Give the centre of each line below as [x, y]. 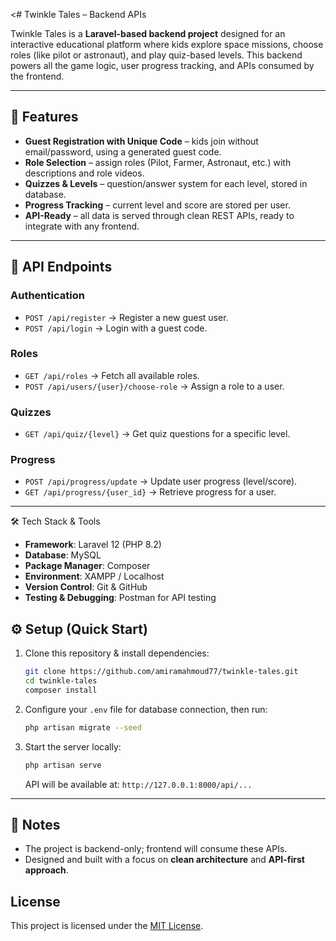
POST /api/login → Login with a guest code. [116, 328]
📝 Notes [35, 824]
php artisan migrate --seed [83, 727]
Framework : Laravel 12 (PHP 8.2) [93, 545]
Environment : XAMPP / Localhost [94, 576]
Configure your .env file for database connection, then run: [146, 709]
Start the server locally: [73, 746]
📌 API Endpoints [61, 267]
